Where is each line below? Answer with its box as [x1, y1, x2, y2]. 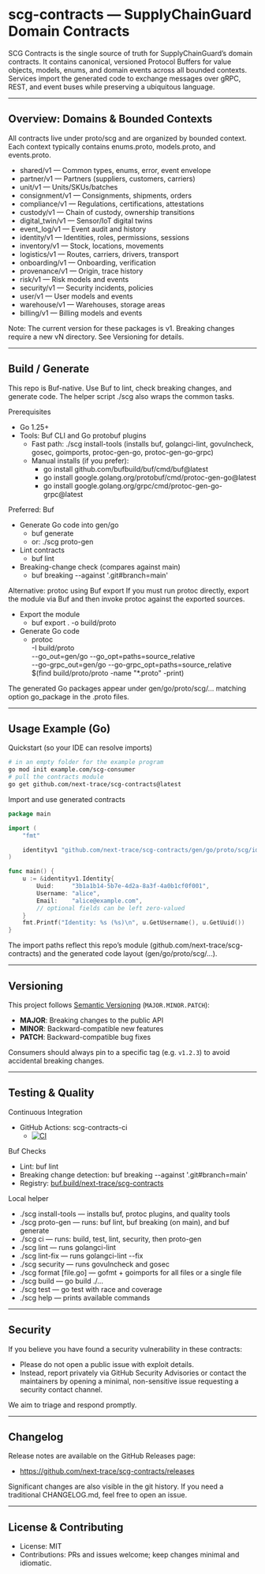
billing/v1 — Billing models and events [19, 308, 143, 318]
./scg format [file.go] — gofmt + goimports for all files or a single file [19, 1267, 242, 1277]
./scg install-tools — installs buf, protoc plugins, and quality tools [19, 1209, 230, 1218]
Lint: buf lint [19, 1162, 59, 1171]
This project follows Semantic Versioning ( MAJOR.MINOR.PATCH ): [8, 1000, 211, 1009]
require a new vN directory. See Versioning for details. [8, 332, 185, 341]
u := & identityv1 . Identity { [22, 875, 114, 883]
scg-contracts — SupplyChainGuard [8, 6, 252, 24]
